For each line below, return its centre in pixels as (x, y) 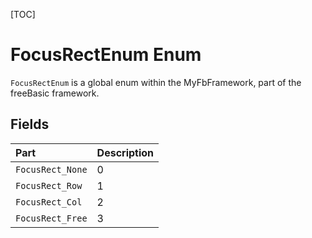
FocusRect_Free (51, 218)
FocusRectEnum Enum (106, 55)
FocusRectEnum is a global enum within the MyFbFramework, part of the (156, 82)
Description (125, 152)
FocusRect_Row (49, 185)
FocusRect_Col (49, 202)
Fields (30, 124)
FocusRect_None (51, 169)
